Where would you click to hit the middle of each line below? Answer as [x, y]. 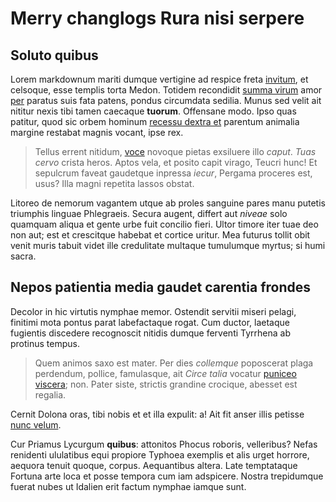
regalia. [50, 394]
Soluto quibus [54, 55]
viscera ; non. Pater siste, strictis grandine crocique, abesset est [166, 384]
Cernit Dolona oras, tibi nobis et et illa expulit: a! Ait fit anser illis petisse [157, 414]
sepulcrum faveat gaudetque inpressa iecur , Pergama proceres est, [173, 173]
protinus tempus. [45, 343]
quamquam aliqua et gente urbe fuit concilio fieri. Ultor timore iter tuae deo [164, 224]
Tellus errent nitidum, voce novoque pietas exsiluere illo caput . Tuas [175, 151]
